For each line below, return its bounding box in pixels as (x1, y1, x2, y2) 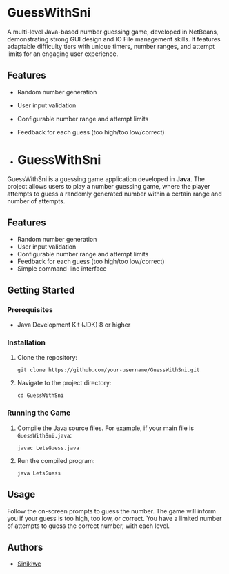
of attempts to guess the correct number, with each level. (7, 522, 170, 530)
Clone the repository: (17, 353, 78, 362)
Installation (7, 338, 46, 347)
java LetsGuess (17, 470, 61, 477)
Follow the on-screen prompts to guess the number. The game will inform (7, 506, 216, 515)
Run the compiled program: (17, 456, 95, 464)
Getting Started (7, 284, 75, 296)
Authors (7, 541, 43, 553)
